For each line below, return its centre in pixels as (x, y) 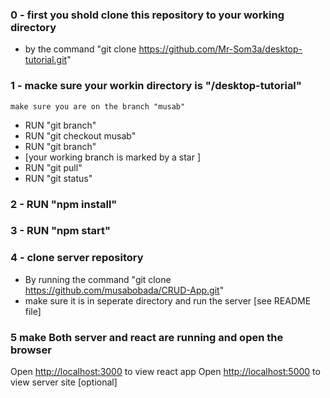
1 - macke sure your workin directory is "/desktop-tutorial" (156, 86)
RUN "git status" (58, 178)
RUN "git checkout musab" (80, 135)
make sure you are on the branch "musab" (98, 106)
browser (31, 350)
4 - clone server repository (77, 258)
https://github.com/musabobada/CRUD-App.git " (124, 290)
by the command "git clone (80, 49)
